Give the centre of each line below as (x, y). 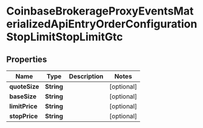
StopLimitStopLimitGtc (65, 37)
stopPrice (24, 116)
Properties (27, 59)
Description (86, 76)
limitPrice (23, 106)
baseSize (23, 96)
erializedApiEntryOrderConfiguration (102, 24)
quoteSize (24, 86)
